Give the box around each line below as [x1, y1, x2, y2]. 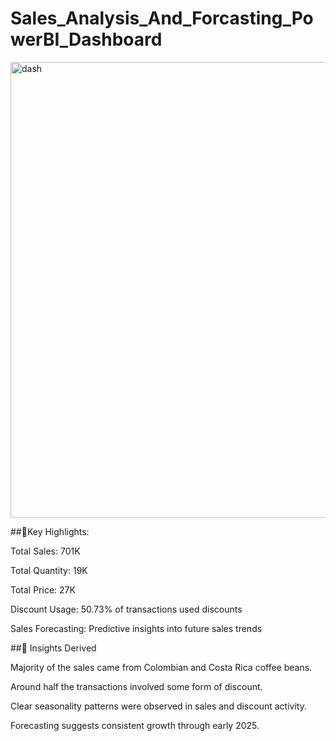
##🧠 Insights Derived [10, 642, 97, 654]
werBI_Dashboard [10, 28, 163, 51]
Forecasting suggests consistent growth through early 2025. [10, 719, 260, 731]
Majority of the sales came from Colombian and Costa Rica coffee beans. [10, 661, 313, 673]
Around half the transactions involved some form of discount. [10, 680, 263, 692]
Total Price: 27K [10, 583, 76, 596]
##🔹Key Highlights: [10, 525, 90, 537]
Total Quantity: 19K [10, 564, 88, 576]
